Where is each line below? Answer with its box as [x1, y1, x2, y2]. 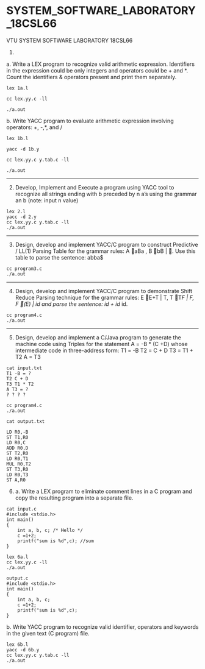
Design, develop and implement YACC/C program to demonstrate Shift [15, 287, 193, 294]
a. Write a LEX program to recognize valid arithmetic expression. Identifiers [6, 60, 195, 68]
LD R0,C [6, 439, 26, 445]
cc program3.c [6, 266, 43, 272]
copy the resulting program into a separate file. [15, 494, 134, 501]
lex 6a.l [6, 554, 29, 560]
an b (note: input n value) [15, 196, 79, 204]
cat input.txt [6, 365, 43, 371]
